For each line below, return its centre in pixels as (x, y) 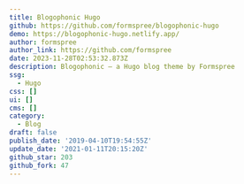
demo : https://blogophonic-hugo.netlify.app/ (94, 34)
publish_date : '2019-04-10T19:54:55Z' (80, 141)
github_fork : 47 (39, 165)
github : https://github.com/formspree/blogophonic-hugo (114, 26)
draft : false (33, 133)
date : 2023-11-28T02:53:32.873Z (69, 58)
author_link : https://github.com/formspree (91, 50)
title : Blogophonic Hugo (55, 17)
